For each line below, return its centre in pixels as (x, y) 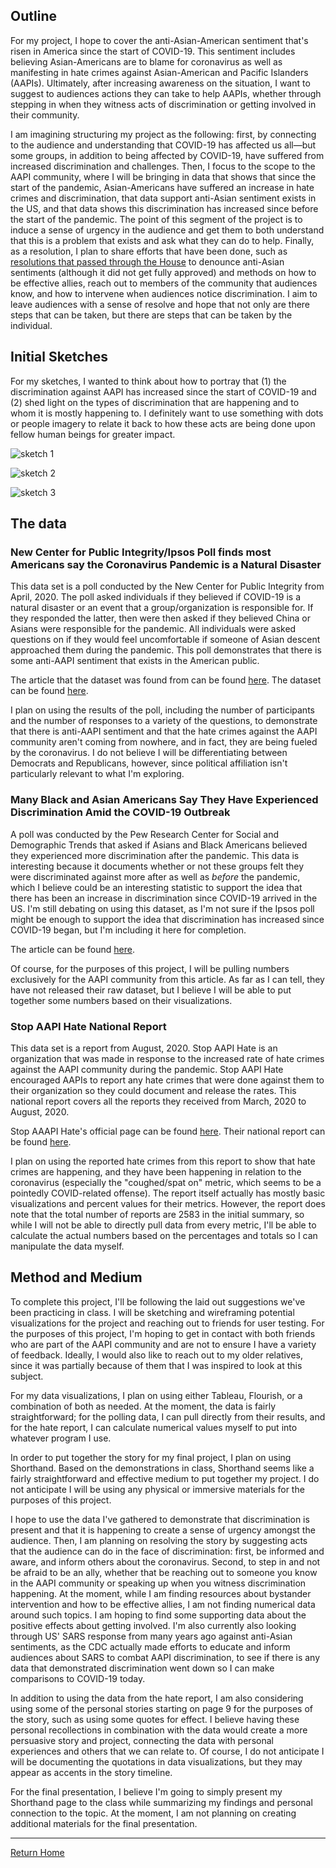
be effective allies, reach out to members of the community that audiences (164, 283)
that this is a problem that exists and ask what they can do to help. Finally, (162, 240)
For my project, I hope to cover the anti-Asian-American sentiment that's (159, 40)
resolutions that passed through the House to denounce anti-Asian (147, 261)
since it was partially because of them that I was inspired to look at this (156, 1365)
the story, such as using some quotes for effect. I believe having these (155, 1719)
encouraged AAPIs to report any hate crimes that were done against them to (167, 1080)
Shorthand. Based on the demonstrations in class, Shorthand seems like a (162, 1468)
